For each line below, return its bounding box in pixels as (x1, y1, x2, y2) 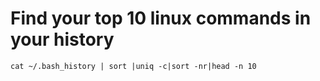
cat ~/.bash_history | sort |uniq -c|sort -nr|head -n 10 (10, 61, 257, 71)
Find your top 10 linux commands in (10, 7, 312, 30)
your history (10, 28, 115, 51)
